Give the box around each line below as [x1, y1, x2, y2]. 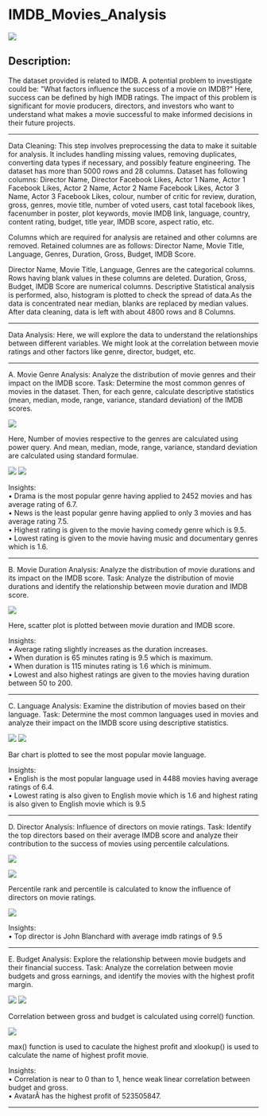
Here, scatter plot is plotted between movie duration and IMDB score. [8, 620, 235, 630]
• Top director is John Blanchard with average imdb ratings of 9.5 [8, 931, 222, 941]
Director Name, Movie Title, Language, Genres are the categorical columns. [8, 264, 256, 274]
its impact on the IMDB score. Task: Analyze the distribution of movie [8, 573, 234, 583]
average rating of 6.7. [8, 499, 78, 509]
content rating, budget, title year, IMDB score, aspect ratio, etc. [8, 217, 215, 226]
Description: [8, 54, 72, 68]
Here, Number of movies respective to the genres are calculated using [8, 434, 238, 443]
